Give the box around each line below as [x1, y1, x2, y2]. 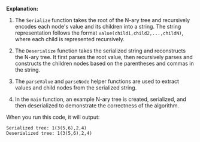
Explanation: [6, 5, 39, 12]
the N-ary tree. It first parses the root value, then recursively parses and [14, 54, 193, 60]
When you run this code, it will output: [6, 113, 100, 121]
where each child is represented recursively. [14, 36, 125, 42]
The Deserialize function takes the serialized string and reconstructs [14, 47, 186, 54]
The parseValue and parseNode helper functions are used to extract [14, 78, 180, 85]
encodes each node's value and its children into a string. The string [14, 23, 181, 30]
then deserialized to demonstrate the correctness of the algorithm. [14, 102, 180, 109]
